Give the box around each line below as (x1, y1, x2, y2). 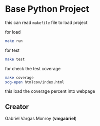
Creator (5, 103, 29, 111)
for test (5, 47, 20, 53)
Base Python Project (5, 3, 89, 15)
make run (5, 38, 23, 43)
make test (5, 57, 25, 62)
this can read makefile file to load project (5, 20, 88, 25)
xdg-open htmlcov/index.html (5, 80, 64, 84)
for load (5, 29, 21, 35)
